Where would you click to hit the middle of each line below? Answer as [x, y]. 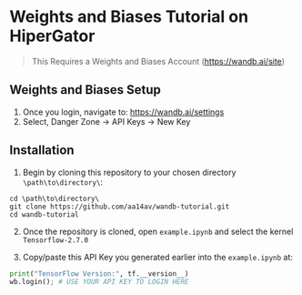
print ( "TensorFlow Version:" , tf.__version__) [99, 274]
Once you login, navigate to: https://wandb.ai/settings [123, 112]
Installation [42, 151]
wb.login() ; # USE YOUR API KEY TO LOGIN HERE [99, 282]
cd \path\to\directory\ [55, 198]
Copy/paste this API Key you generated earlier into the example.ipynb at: [158, 257]
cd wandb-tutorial [44, 214]
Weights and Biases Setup [86, 90]
